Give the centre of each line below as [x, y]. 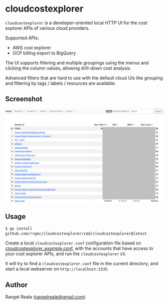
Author [16, 285]
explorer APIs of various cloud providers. [47, 28]
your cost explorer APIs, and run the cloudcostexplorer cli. [66, 254]
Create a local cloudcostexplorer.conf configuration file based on [73, 243]
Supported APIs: [22, 38]
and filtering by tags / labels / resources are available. [61, 83]
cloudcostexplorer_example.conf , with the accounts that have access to [79, 249]
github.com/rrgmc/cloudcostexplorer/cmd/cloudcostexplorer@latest [76, 234]
